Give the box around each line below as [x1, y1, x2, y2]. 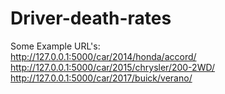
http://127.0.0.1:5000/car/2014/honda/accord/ [10, 50, 197, 62]
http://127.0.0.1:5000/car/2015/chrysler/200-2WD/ [10, 61, 216, 73]
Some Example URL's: [10, 40, 101, 52]
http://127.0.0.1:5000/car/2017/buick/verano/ [10, 72, 193, 84]
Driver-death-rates [10, 7, 172, 30]
